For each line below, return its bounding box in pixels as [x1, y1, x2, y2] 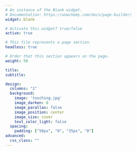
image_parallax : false [14, 105, 62, 110]
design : [5, 82, 22, 87]
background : [10, 91, 35, 96]
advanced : [5, 133, 26, 138]
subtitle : [5, 72, 26, 78]
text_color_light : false [14, 119, 67, 124]
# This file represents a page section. [5, 40, 92, 45]
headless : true [5, 45, 37, 50]
